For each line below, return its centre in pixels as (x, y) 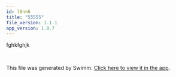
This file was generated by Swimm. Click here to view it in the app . (88, 68)
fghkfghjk (18, 45)
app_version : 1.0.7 (31, 28)
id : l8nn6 (19, 12)
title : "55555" (25, 17)
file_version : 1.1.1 (32, 23)
